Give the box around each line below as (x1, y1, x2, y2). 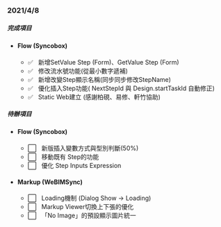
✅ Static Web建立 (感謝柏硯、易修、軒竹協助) (27, 92, 161, 101)
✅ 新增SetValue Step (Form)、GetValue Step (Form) (27, 58, 179, 66)
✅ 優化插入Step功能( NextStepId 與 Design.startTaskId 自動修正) (27, 84, 215, 92)
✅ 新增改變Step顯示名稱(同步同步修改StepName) (27, 75, 172, 83)
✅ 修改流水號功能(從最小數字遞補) (27, 67, 129, 75)
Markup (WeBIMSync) (17, 178, 83, 186)
